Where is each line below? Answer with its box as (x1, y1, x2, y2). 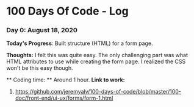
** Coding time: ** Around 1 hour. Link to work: (6, 76, 125, 83)
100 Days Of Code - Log (6, 4, 129, 18)
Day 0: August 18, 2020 (6, 26, 77, 35)
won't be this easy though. (6, 64, 73, 72)
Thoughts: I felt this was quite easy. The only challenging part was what (6, 52, 188, 59)
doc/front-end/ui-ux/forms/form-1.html (15, 94, 113, 102)
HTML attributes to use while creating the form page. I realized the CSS (6, 58, 186, 65)
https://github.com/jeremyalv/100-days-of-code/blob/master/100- (15, 88, 182, 95)
